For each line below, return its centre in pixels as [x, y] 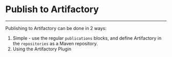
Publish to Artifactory [52, 9]
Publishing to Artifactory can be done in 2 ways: [56, 28]
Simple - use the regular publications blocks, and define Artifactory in [87, 38]
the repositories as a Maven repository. [55, 43]
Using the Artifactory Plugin [42, 49]
